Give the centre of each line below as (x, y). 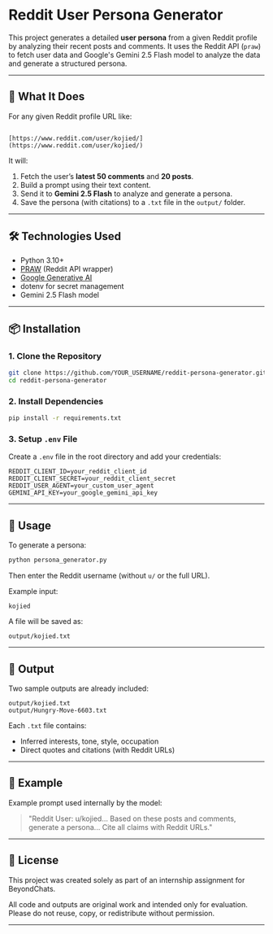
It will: (18, 160)
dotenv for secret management (72, 286)
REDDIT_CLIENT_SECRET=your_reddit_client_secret (92, 479)
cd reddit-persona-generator (58, 381)
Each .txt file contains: (48, 725)
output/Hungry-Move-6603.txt (58, 710)
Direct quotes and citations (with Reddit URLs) (97, 749)
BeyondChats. (32, 888)
